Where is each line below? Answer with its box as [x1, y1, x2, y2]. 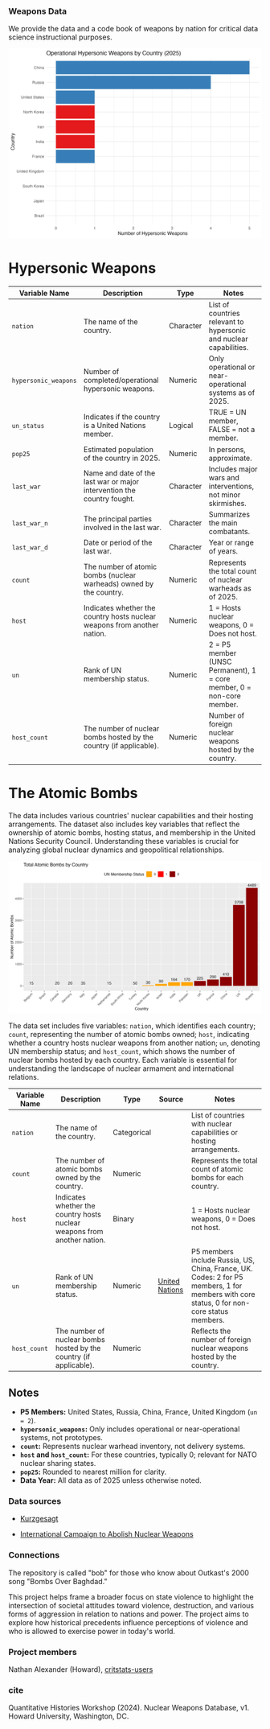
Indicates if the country [83, 412, 161, 422]
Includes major [208, 464, 258, 474]
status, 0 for [191, 1298, 231, 1307]
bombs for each [191, 1173, 243, 1183]
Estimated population [83, 444, 154, 454]
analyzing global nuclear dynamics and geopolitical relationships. [8, 845, 225, 854]
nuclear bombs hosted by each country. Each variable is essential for [8, 1056, 237, 1065]
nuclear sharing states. [19, 1459, 96, 1468]
